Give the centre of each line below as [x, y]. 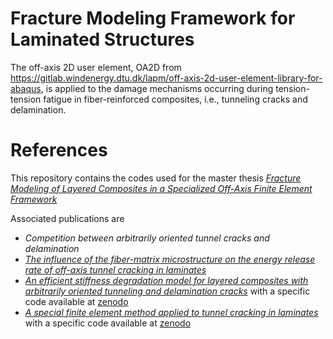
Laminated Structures [102, 39]
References [59, 150]
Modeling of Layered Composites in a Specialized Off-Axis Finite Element [161, 188]
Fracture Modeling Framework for [153, 18]
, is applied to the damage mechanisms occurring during [157, 88]
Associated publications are [67, 218]
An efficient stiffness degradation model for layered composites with [166, 280]
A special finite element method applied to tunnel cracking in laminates [171, 312]
